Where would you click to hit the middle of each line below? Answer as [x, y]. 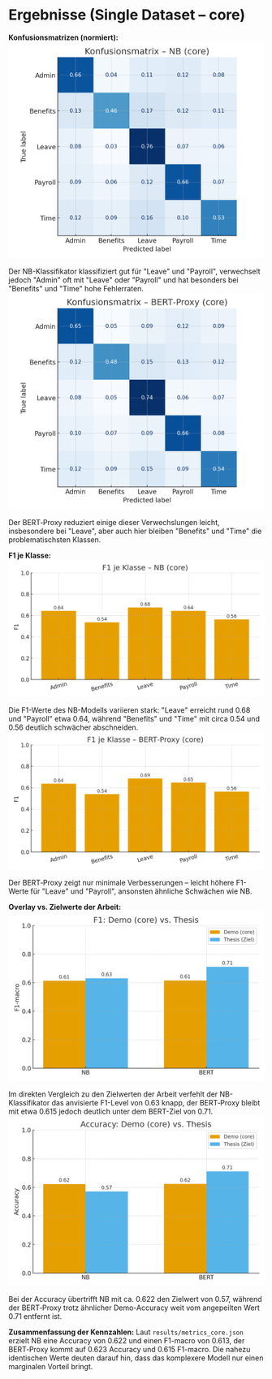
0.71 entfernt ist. [35, 1316]
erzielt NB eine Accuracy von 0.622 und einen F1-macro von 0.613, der [127, 1340]
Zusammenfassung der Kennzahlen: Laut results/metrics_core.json [126, 1332]
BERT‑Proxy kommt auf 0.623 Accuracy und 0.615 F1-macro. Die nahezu [130, 1349]
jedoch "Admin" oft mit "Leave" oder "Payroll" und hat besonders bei [123, 280]
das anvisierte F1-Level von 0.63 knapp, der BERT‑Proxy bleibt [156, 1103]
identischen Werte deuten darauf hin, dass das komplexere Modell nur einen [136, 1358]
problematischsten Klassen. [55, 540]
